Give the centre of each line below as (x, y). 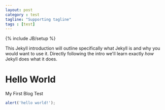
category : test (22, 15)
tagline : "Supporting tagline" (38, 19)
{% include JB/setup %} (30, 39)
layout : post (19, 10)
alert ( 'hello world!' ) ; (30, 103)
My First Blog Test (24, 94)
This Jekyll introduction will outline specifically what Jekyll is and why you (83, 48)
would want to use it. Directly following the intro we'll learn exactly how (79, 54)
